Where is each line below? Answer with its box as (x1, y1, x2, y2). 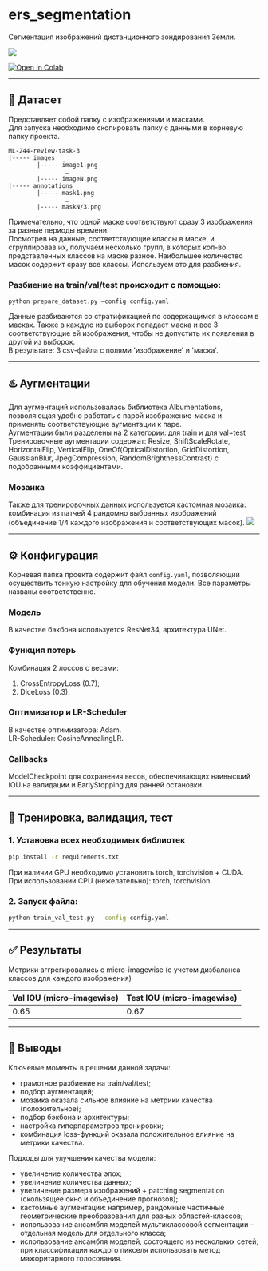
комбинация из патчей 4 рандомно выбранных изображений (8, 508, 217, 518)
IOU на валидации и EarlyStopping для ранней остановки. (8, 780, 204, 790)
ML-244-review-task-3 (8, 146, 81, 155)
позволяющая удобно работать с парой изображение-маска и (8, 410, 223, 420)
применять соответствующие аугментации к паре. (8, 419, 182, 428)
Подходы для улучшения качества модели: (8, 1153, 156, 1162)
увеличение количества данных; (19, 1177, 132, 1186)
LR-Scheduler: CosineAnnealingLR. (8, 733, 124, 743)
